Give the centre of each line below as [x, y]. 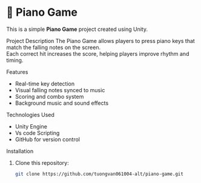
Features [17, 72]
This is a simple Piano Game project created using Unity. [77, 29]
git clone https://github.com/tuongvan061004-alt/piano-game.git [99, 174]
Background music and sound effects [62, 103]
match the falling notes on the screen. [54, 47]
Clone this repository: [42, 162]
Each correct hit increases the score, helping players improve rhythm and [98, 53]
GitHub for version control [48, 139]
